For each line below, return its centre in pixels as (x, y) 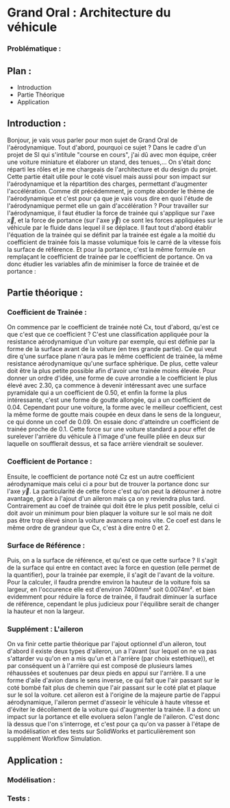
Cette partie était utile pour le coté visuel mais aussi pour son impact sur (109, 176)
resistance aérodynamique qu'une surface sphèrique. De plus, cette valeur (113, 364)
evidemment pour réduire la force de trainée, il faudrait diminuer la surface (112, 597)
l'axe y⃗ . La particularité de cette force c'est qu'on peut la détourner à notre (114, 491)
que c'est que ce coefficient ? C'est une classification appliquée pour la (108, 335)
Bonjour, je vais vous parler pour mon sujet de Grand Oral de (92, 140)
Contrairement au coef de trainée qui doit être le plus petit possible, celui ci (113, 506)
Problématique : (34, 49)
